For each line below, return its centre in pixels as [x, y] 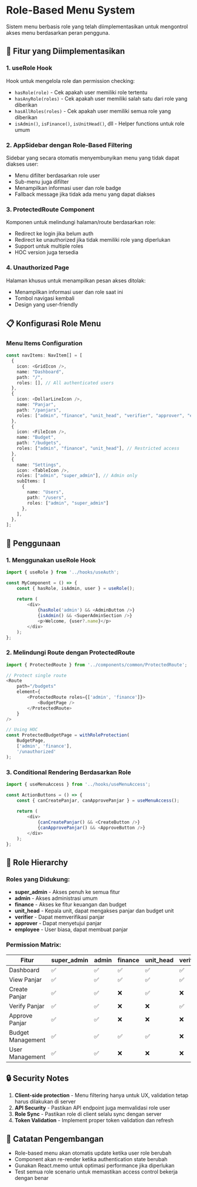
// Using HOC [22, 730]
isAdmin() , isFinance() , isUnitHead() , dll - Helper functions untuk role [99, 124]
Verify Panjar [27, 1006]
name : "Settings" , [39, 465]
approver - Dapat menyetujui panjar [58, 923]
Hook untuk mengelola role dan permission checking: [70, 81]
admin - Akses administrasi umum [56, 898]
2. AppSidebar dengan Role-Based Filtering [69, 145]
